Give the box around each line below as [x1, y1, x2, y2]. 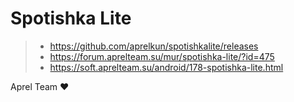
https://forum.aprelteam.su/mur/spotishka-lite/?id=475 [49, 50, 275, 62]
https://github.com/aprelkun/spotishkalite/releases [49, 40, 259, 52]
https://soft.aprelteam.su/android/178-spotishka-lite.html [49, 61, 284, 73]
